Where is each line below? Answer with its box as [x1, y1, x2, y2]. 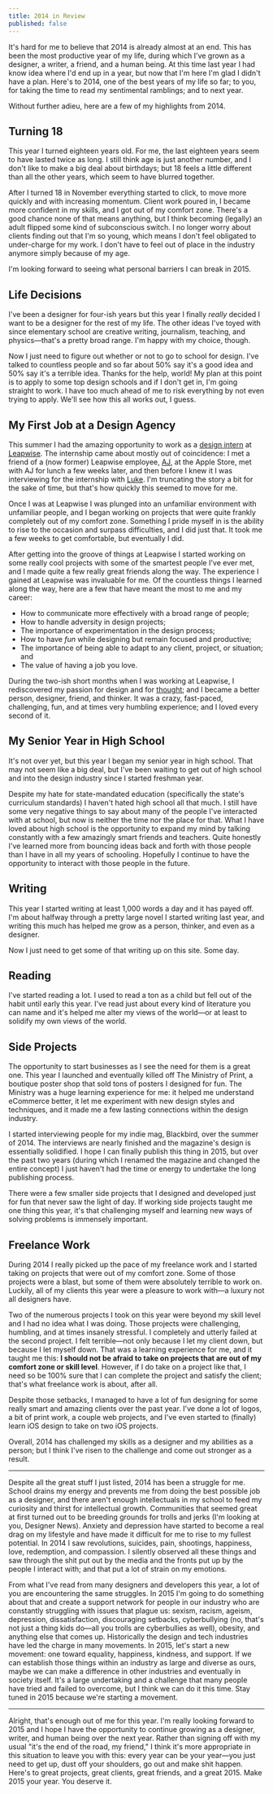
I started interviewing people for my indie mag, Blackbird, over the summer [8, 1129, 258, 1139]
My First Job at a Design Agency [8, 418, 176, 432]
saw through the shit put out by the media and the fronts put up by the [8, 1555, 244, 1565]
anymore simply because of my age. [8, 248, 130, 258]
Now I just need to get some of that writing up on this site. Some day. [8, 945, 240, 955]
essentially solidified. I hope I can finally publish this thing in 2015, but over [8, 1146, 258, 1157]
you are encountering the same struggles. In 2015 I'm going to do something [8, 1589, 264, 1598]
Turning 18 [8, 124, 63, 139]
